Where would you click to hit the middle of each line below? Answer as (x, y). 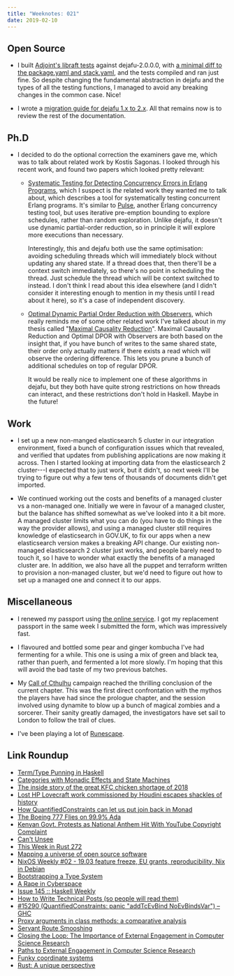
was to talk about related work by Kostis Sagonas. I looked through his (118, 162)
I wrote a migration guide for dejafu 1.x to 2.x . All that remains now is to (119, 108)
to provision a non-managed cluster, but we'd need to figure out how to (120, 572)
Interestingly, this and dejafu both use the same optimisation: (116, 249)
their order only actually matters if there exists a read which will (119, 351)
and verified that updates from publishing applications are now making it (122, 455)
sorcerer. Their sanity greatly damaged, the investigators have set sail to (121, 712)
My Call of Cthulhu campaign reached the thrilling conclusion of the (115, 683)
